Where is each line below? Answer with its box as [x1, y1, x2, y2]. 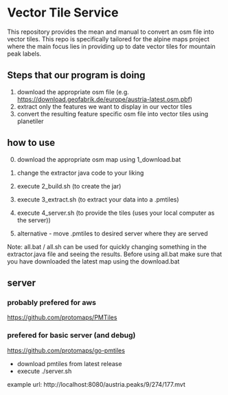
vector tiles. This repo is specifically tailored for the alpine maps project [7, 34, 209, 43]
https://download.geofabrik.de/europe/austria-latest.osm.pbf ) [16, 95, 193, 103]
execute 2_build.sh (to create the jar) [16, 182, 122, 190]
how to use [7, 137, 56, 149]
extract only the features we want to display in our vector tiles [16, 102, 192, 111]
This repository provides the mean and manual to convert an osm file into [7, 28, 214, 36]
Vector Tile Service [7, 5, 119, 21]
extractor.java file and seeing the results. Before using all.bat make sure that [7, 250, 223, 258]
